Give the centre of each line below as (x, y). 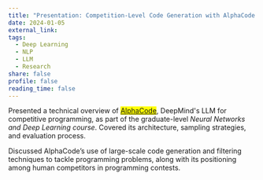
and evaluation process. (47, 136)
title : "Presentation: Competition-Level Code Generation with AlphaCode (132, 15)
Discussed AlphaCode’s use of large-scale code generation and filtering (125, 151)
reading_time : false (42, 88)
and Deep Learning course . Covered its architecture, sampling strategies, (127, 127)
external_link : (33, 30)
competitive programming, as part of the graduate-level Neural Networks (127, 119)
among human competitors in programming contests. (94, 168)
